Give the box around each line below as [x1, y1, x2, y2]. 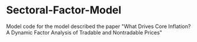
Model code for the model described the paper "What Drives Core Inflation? [6, 23, 191, 30]
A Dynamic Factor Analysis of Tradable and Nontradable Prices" [6, 29, 163, 36]
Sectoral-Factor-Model [6, 3, 122, 17]
